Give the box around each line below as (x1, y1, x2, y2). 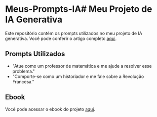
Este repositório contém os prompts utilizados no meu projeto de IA (5, 30, 142, 36)
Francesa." (12, 78, 35, 84)
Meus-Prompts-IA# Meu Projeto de (5, 3, 152, 15)
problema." (12, 68, 35, 74)
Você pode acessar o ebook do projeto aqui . (5, 106, 95, 112)
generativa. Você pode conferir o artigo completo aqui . (5, 36, 117, 41)
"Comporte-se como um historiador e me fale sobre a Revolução (12, 73, 144, 79)
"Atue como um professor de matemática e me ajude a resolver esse (12, 63, 152, 69)
